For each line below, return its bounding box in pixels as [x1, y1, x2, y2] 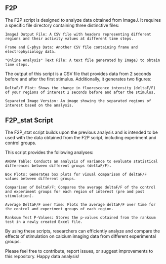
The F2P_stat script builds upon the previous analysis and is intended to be [5, 129, 158, 135]
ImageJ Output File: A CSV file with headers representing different [5, 32, 152, 37]
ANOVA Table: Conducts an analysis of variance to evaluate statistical [5, 159, 158, 164]
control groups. [5, 140, 37, 146]
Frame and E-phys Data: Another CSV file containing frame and [5, 44, 138, 50]
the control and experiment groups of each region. [5, 206, 114, 211]
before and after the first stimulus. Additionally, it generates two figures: [5, 76, 152, 82]
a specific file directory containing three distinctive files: [5, 22, 120, 28]
